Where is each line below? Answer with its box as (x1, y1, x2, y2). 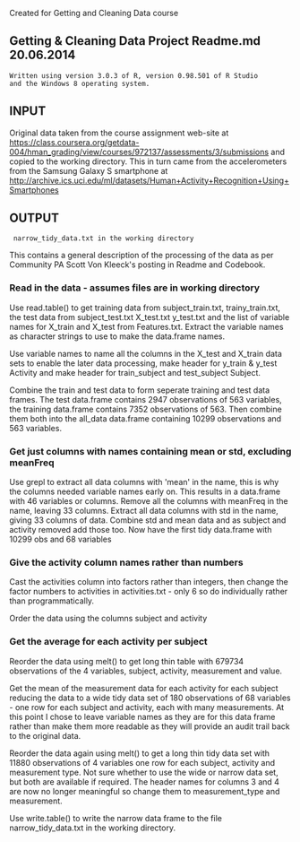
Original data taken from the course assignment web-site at (9, 127, 229, 138)
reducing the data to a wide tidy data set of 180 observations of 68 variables (9, 692, 291, 703)
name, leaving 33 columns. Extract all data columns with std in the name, (9, 506, 279, 516)
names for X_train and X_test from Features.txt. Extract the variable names (9, 321, 284, 332)
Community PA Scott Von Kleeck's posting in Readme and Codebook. (9, 259, 266, 270)
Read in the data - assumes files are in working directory (9, 282, 261, 294)
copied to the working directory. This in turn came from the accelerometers (9, 156, 287, 167)
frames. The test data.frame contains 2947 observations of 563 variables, (9, 394, 282, 404)
